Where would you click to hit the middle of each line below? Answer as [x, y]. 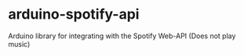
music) [19, 44]
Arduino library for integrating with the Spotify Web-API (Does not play [122, 36]
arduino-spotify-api [74, 14]
